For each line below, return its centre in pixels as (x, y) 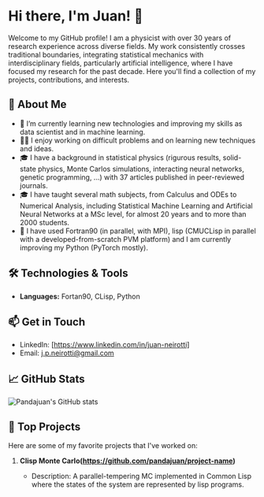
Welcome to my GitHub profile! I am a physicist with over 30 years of (119, 38)
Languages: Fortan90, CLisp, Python (80, 296)
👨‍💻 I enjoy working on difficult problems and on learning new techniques (138, 140)
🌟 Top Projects (45, 427)
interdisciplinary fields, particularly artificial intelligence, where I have (121, 63)
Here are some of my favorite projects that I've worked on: (103, 445)
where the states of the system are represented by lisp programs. (138, 484)
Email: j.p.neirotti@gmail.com (67, 353)
